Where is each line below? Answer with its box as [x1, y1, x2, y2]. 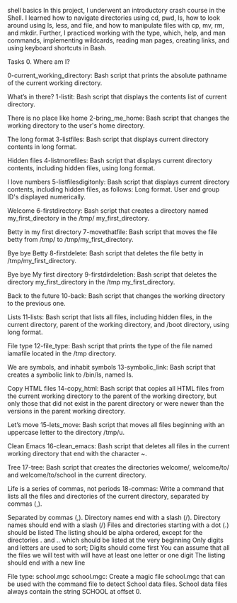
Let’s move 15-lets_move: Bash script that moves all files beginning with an [7, 421, 225, 428]
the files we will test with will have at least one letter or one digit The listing [7, 551, 226, 559]
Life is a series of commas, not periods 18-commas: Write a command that [7, 485, 224, 492]
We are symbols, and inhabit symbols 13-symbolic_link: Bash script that [7, 363, 216, 371]
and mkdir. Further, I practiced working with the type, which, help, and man [7, 28, 226, 37]
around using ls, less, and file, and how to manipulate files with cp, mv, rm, [7, 21, 225, 29]
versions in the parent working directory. [7, 407, 126, 415]
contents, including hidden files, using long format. [7, 164, 156, 172]
